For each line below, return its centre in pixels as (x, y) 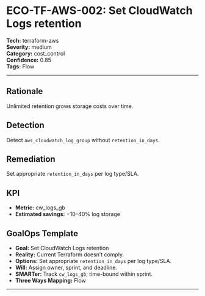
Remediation (31, 159)
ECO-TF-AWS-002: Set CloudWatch (100, 11)
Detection (25, 125)
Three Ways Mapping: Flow (51, 280)
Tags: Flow (20, 66)
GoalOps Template (42, 233)
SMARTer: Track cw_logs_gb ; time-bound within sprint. (84, 274)
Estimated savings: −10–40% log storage (68, 214)
